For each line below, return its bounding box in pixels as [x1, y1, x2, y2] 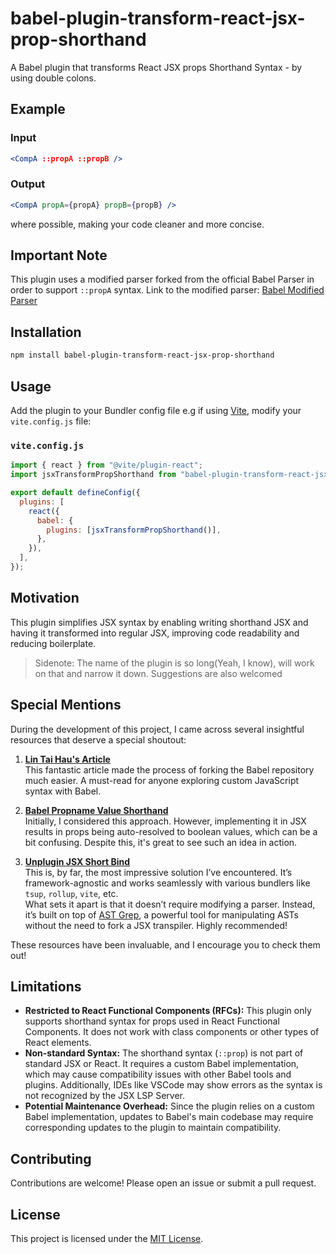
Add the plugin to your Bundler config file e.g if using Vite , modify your [10, 404, 302, 416]
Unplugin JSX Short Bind [24, 855, 131, 867]
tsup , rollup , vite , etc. [24, 887, 119, 899]
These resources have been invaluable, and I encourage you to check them [10, 938, 321, 951]
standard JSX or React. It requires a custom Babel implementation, [24, 1058, 300, 1070]
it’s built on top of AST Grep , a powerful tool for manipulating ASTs [24, 908, 299, 921]
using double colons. [10, 72, 97, 84]
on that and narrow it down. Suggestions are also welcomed [34, 667, 283, 679]
